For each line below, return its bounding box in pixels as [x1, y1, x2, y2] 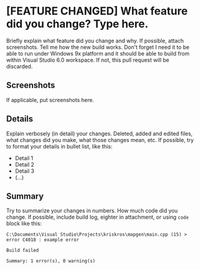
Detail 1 [14, 154, 33, 161]
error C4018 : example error [6, 237, 80, 243]
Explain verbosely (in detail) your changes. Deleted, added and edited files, [6, 130, 193, 137]
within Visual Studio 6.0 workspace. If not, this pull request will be [6, 56, 170, 63]
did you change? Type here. [6, 17, 149, 31]
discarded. [6, 62, 33, 70]
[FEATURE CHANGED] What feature [6, 4, 188, 18]
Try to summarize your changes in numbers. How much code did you [6, 207, 178, 214]
